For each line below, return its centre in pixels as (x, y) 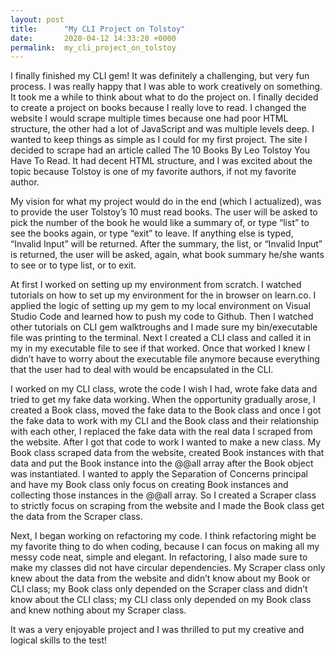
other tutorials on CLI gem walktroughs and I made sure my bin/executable (164, 327)
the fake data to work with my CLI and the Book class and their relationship (165, 421)
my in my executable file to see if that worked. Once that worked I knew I (160, 348)
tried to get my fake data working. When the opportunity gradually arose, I (163, 400)
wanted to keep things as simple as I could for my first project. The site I (159, 140)
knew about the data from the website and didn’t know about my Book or (160, 578)
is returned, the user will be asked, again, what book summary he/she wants (167, 255)
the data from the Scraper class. (76, 517)
